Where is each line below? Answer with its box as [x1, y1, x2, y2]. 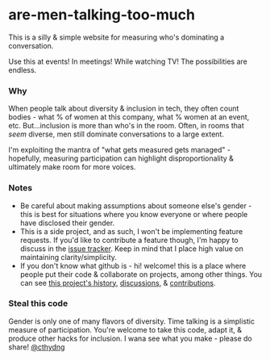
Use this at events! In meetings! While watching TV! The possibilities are [8, 57, 247, 66]
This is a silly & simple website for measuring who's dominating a [8, 32, 225, 42]
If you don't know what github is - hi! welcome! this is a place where [19, 261, 247, 270]
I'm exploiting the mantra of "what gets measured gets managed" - [8, 145, 231, 155]
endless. [8, 65, 37, 74]
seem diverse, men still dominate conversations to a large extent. [8, 129, 224, 139]
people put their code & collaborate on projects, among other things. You [19, 269, 263, 279]
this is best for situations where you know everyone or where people [19, 209, 248, 219]
